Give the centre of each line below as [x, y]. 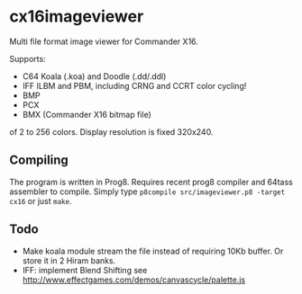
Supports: [28, 58]
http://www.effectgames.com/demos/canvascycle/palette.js [134, 280]
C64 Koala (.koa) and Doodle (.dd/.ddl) [94, 76]
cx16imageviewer [77, 17]
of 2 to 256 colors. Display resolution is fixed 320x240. [111, 131]
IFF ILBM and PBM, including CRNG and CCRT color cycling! [134, 85]
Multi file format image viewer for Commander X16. [104, 41]
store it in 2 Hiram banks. [69, 260]
